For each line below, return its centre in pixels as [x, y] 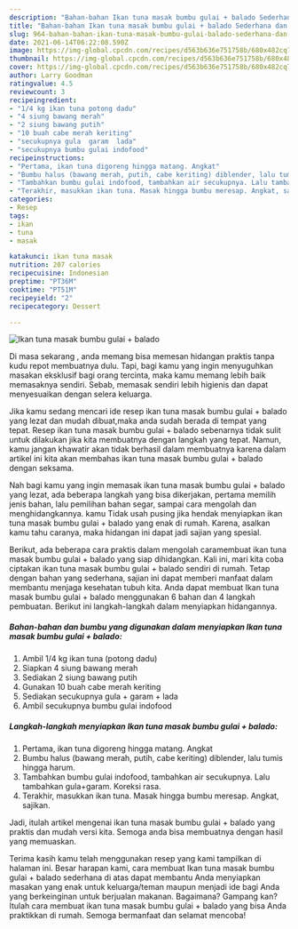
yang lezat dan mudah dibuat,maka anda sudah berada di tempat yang [138, 421]
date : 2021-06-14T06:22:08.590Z [69, 42]
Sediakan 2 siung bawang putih [79, 677]
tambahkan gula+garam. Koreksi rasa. [91, 787]
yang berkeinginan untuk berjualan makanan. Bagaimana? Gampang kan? [143, 897]
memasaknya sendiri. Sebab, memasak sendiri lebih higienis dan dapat [139, 385]
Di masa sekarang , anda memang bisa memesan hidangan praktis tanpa [142, 356]
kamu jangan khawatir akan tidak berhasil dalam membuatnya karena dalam [148, 449]
